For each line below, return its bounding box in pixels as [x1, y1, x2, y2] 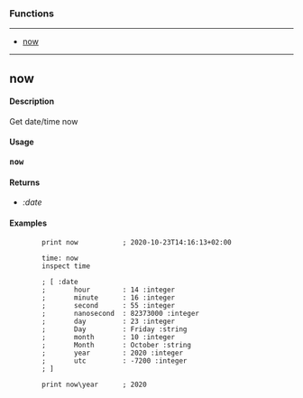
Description [9, 96, 55, 106]
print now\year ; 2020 [41, 380, 147, 389]
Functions [9, 7, 54, 20]
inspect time [41, 261, 91, 271]
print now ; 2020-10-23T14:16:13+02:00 [41, 237, 232, 246]
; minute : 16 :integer [41, 292, 176, 302]
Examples [9, 218, 48, 228]
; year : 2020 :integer [41, 348, 183, 357]
